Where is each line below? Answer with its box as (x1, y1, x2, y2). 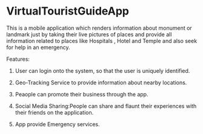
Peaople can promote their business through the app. (15, 90, 148, 98)
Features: (6, 55, 30, 62)
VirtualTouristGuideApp (6, 4, 129, 18)
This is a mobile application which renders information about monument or (6, 24, 192, 32)
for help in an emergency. (6, 44, 71, 51)
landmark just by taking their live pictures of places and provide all (6, 30, 172, 38)
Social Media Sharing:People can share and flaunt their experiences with (15, 102, 197, 110)
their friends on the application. (15, 109, 94, 116)
